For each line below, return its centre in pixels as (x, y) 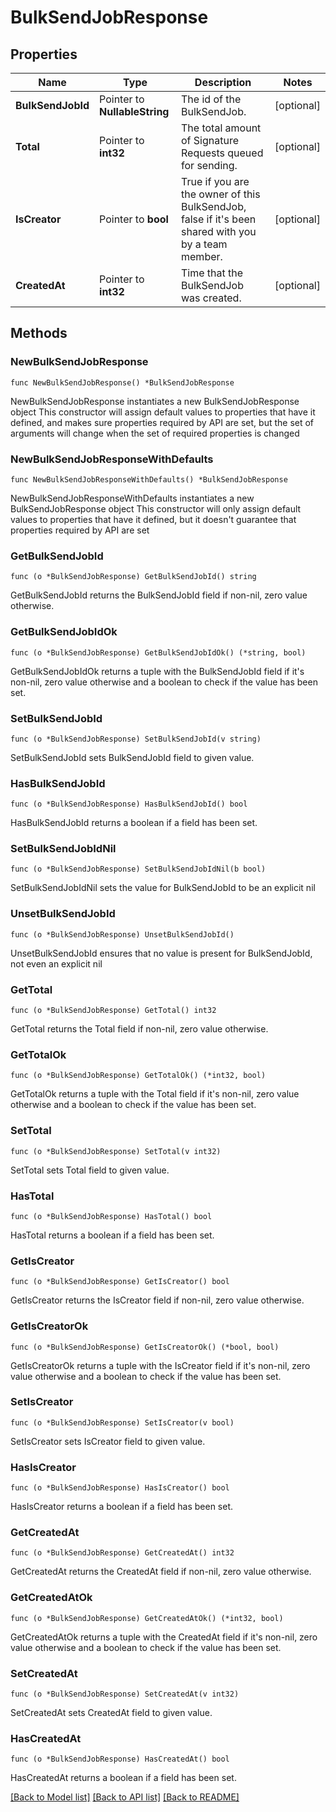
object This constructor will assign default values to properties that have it (163, 412)
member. (202, 256)
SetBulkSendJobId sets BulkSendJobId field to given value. (132, 757)
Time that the (212, 273)
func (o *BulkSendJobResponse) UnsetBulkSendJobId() (122, 934)
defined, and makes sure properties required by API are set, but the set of (162, 422)
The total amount (221, 128)
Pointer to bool (134, 219)
